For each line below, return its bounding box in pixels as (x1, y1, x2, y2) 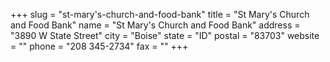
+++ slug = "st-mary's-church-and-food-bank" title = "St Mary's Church (10, 9, 310, 20)
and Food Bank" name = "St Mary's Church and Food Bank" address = (10, 19, 301, 31)
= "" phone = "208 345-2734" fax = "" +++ (10, 40, 189, 52)
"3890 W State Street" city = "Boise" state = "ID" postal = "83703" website (10, 30, 320, 41)
